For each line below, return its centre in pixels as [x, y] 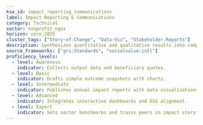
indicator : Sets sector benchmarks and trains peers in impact [98, 112]
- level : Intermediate [40, 85]
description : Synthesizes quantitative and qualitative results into [96, 46]
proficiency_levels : [32, 56]
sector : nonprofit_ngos [36, 29]
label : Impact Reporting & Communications [60, 17]
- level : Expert [32, 107]
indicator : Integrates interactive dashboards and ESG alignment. [102, 101]
